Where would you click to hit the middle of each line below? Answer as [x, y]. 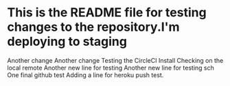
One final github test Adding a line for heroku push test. [85, 75]
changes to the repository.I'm [93, 27]
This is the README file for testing [107, 13]
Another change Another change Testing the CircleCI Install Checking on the [115, 60]
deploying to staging [67, 42]
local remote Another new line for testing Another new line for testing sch [111, 68]
